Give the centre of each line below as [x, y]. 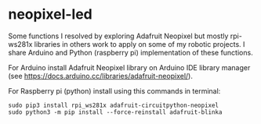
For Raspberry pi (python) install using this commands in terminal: [114, 90]
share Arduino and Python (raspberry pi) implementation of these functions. [130, 52]
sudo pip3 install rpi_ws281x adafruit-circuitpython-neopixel [114, 105]
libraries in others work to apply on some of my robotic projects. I [140, 44]
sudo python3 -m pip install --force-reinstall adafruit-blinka [115, 112]
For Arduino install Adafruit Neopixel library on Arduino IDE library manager [129, 67]
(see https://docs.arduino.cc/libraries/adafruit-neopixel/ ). [101, 76]
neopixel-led [50, 14]
